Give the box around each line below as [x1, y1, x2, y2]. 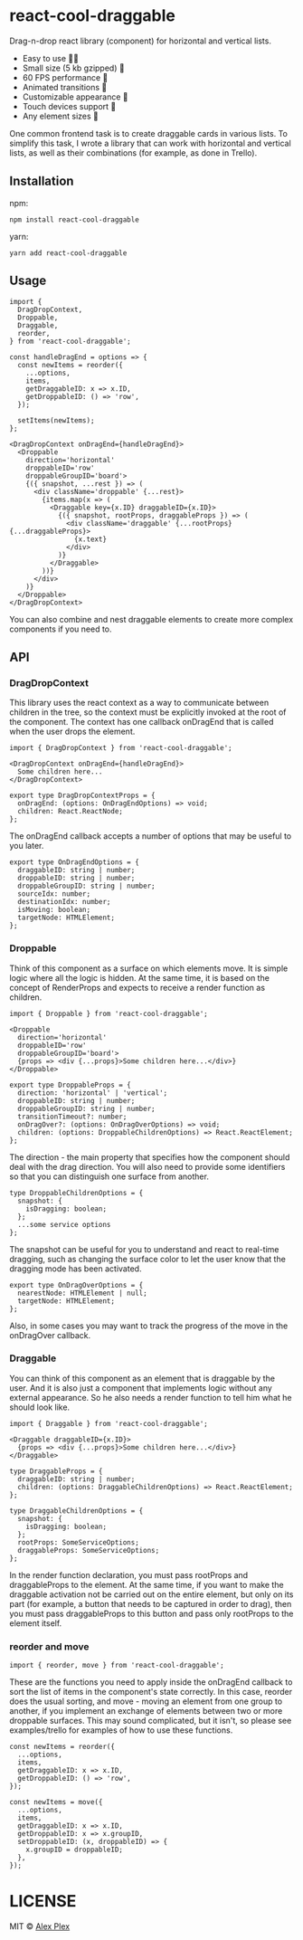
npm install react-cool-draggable [9, 214, 140, 224]
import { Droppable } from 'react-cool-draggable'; [9, 1009, 208, 1018]
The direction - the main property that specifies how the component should [9, 1151, 290, 1163]
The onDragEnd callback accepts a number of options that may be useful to [9, 831, 292, 842]
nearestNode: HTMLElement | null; [17, 1289, 147, 1298]
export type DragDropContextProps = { [9, 791, 156, 801]
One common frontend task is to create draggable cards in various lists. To [9, 128, 288, 138]
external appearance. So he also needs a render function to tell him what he [9, 1392, 292, 1403]
